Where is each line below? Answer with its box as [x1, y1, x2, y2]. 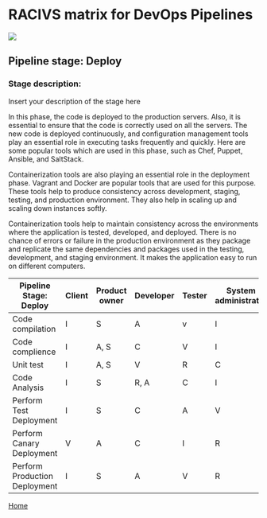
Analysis [12, 382, 44, 393]
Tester [182, 290, 207, 301]
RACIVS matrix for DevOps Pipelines [8, 6, 253, 24]
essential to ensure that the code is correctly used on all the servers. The [8, 120, 248, 130]
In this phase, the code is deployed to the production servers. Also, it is [8, 111, 241, 121]
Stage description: [8, 78, 82, 89]
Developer [134, 290, 175, 301]
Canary [12, 438, 40, 449]
